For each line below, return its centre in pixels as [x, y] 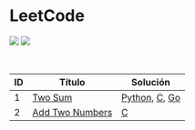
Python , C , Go [151, 97]
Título [72, 82]
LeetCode [47, 16]
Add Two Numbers [72, 112]
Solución [150, 82]
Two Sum [52, 97]
